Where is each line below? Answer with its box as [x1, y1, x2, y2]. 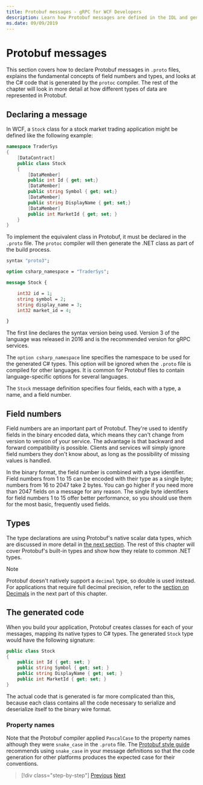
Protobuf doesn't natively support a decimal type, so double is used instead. [6, 577, 196, 584]
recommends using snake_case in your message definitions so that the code [6, 748, 195, 755]
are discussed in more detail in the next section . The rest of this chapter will [6, 541, 195, 548]
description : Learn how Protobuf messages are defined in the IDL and [6, 15, 188, 21]
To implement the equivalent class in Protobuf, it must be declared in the [6, 233, 186, 241]
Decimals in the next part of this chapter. [6, 590, 108, 597]
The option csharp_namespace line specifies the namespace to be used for [6, 354, 190, 361]
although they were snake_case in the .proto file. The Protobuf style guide [6, 741, 190, 748]
